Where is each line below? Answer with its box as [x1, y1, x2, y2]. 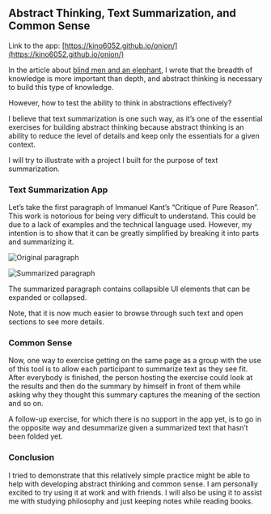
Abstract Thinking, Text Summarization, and [8, 6, 236, 20]
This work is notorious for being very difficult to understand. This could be [8, 211, 256, 221]
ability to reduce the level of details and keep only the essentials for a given [8, 131, 260, 140]
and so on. [8, 399, 44, 409]
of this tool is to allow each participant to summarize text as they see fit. [8, 364, 248, 374]
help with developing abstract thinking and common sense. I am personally [8, 478, 259, 489]
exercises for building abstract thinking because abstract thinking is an [8, 122, 244, 132]
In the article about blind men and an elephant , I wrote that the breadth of [8, 65, 253, 75]
